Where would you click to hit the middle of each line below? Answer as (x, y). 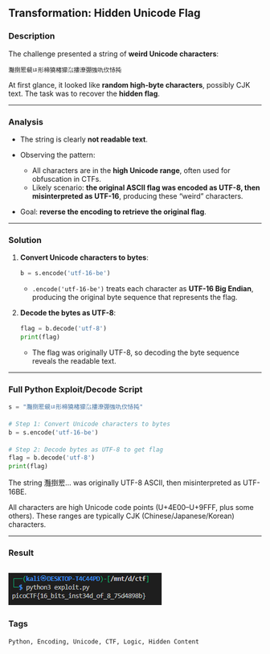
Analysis (26, 121)
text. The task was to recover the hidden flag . (84, 93)
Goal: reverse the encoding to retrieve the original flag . (113, 212)
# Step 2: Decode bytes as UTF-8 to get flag (86, 450)
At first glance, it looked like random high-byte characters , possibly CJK (129, 84)
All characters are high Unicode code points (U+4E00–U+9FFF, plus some (131, 508)
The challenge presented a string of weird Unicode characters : (114, 53)
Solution (25, 240)
